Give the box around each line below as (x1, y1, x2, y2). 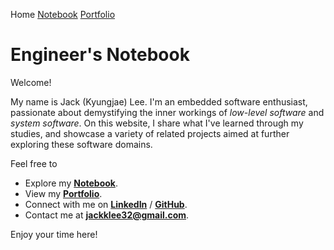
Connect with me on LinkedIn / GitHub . (24, 198, 188, 210)
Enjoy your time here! (10, 228, 98, 240)
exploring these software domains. (10, 138, 153, 150)
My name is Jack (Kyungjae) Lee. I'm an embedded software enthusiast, (10, 95, 308, 108)
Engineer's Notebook (10, 44, 190, 66)
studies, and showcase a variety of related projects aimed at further (10, 127, 290, 139)
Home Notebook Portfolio (10, 9, 116, 20)
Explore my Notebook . (24, 177, 118, 189)
